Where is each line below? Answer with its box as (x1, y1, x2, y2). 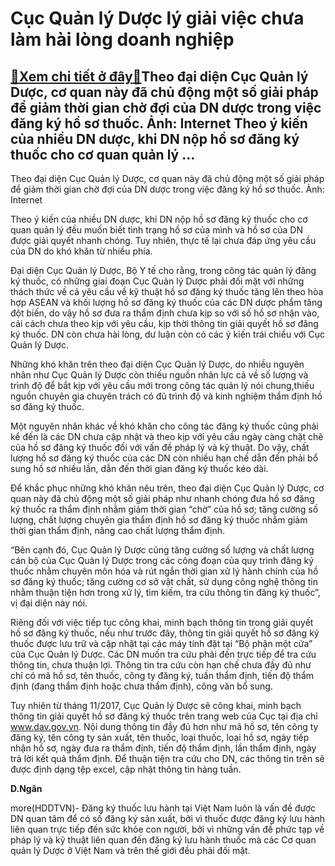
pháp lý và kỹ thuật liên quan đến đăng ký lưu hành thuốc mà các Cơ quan (10, 834, 317, 846)
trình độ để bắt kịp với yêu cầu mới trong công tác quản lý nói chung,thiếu (10, 380, 315, 391)
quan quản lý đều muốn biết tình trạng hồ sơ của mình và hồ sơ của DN (10, 224, 303, 236)
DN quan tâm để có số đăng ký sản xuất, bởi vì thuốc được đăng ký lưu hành (10, 813, 326, 824)
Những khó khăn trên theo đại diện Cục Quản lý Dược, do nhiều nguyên (10, 358, 305, 370)
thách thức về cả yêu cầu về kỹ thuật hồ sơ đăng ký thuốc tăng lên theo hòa (10, 286, 324, 297)
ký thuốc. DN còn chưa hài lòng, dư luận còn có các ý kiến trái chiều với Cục (10, 328, 325, 340)
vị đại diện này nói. (10, 597, 88, 609)
